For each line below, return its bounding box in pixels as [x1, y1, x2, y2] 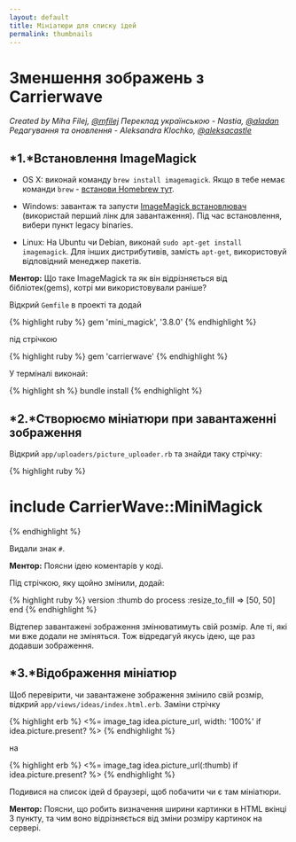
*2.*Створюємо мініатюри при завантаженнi [9, 411, 277, 426]
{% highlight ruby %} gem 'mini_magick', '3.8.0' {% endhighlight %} [9, 316, 257, 328]
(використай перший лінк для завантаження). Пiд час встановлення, [21, 210, 282, 222]
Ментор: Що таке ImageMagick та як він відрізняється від [9, 273, 228, 284]
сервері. [9, 822, 42, 833]
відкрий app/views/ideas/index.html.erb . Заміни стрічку [9, 698, 221, 709]
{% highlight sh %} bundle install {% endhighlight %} [9, 386, 203, 396]
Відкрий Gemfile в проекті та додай [9, 300, 142, 310]
